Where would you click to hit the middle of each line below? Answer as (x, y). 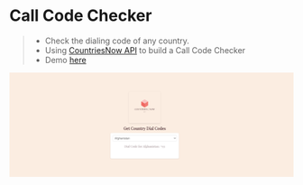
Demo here (66, 60)
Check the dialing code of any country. (117, 41)
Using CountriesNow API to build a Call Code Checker (145, 50)
